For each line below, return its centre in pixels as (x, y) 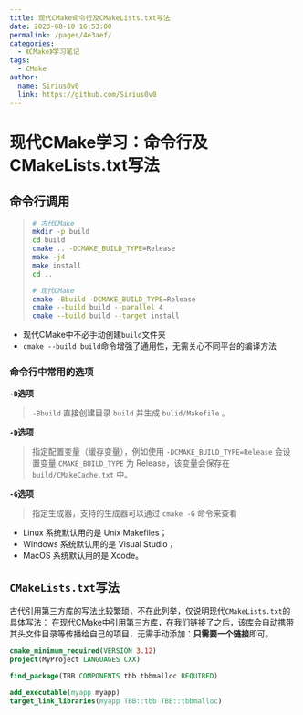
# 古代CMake (53, 223)
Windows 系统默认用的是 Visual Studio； (99, 544)
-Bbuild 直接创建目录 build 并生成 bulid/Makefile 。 (131, 413)
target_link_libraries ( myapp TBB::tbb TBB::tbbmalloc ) (116, 701)
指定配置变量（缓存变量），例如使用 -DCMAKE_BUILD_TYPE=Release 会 (157, 452)
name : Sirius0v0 (48, 86)
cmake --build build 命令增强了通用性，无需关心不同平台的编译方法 (149, 346)
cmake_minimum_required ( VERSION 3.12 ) (83, 651)
